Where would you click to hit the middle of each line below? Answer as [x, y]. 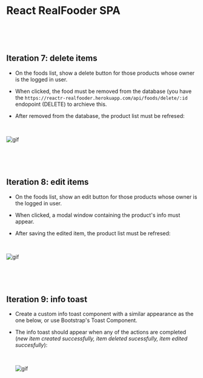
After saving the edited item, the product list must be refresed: [93, 233]
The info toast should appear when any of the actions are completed [101, 332]
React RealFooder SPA [63, 11]
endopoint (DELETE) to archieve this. [61, 104]
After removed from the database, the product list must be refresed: [100, 115]
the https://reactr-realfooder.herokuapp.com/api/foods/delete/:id [101, 97]
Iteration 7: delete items [52, 58]
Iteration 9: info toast [47, 299]
